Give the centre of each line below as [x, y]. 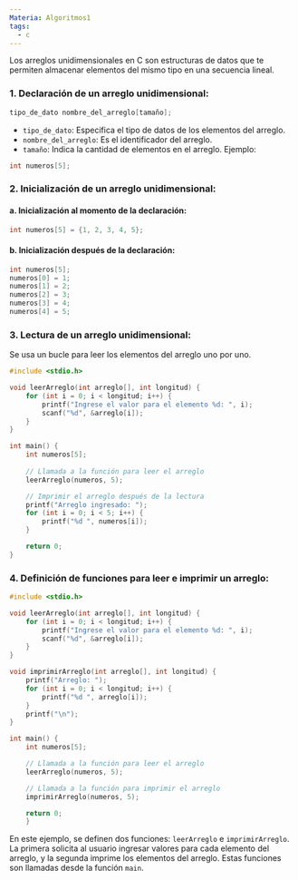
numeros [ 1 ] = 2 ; [40, 287]
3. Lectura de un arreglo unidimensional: [101, 335]
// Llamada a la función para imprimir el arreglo [123, 788]
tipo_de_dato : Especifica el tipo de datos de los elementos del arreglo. [154, 130]
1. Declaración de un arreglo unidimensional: [109, 93]
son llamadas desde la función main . [77, 868]
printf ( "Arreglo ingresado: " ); [87, 504]
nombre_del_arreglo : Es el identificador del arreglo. [117, 139]
